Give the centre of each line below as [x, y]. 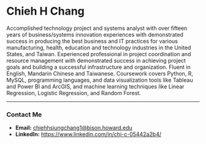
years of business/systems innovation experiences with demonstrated [95, 34]
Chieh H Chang [45, 11]
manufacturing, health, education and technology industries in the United [99, 48]
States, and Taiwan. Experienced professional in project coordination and [99, 54]
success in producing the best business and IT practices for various [92, 41]
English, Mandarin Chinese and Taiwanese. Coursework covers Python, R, [100, 73]
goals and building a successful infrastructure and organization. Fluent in [99, 67]
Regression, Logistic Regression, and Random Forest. [74, 93]
